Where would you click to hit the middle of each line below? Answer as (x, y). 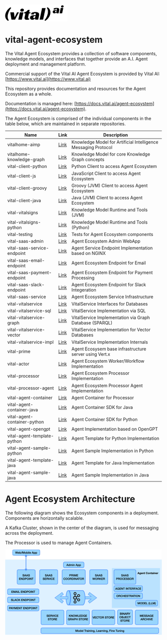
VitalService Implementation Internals (110, 342)
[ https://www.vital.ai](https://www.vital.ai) (48, 79)
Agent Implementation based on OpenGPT (115, 429)
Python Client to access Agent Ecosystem (114, 166)
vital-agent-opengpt (29, 429)
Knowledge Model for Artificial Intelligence (115, 142)
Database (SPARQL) (92, 323)
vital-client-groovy (27, 188)
